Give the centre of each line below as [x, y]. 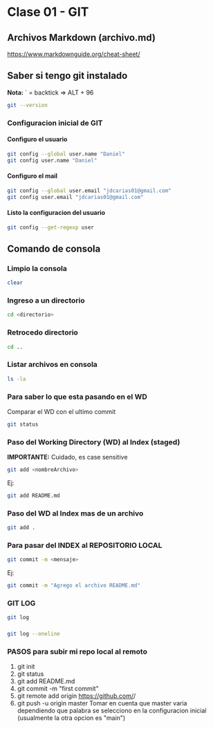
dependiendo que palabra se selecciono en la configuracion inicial [112, 711]
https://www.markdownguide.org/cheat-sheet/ [74, 54]
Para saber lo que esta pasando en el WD [77, 397]
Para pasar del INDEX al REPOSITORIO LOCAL [85, 545]
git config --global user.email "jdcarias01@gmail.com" [89, 191]
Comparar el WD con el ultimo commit [62, 411]
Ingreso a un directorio [46, 301]
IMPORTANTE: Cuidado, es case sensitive [67, 457]
